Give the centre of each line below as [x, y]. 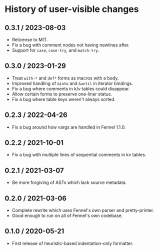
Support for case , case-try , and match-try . [55, 50]
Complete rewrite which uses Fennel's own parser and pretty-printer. [83, 210]
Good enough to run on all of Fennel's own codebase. [67, 215]
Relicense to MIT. [30, 39]
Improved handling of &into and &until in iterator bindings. [72, 83]
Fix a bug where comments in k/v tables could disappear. [71, 88]
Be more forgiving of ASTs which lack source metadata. [69, 182]
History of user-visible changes [72, 9]
